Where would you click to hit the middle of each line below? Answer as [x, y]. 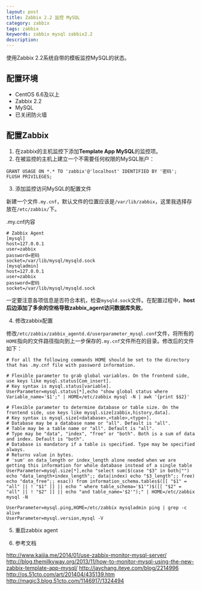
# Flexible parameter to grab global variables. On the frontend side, [98, 376]
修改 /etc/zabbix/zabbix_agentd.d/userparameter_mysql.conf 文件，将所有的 [100, 333]
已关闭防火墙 [31, 115]
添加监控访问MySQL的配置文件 [53, 188]
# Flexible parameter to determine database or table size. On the [93, 407]
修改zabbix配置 [34, 320]
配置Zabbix [28, 135]
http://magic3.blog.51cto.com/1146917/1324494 [65, 580]
